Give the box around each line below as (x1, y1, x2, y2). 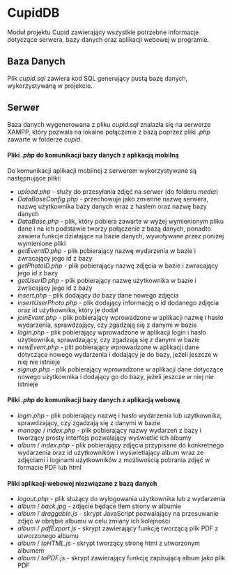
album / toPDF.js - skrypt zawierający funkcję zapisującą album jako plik (17, 554, 225, 562)
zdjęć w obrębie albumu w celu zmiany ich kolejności (17, 517, 171, 526)
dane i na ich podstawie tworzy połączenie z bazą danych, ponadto (17, 224, 211, 233)
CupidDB (7, 5, 60, 21)
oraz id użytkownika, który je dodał (17, 305, 118, 314)
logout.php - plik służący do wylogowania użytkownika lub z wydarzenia (17, 495, 226, 503)
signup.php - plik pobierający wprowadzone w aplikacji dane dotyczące (17, 365, 224, 374)
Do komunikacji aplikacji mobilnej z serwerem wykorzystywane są (7, 166, 197, 175)
